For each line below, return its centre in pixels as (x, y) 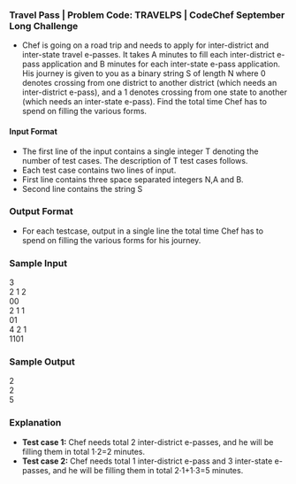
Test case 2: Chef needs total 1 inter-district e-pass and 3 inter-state (147, 461)
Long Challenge (44, 26)
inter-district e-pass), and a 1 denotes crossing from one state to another (154, 92)
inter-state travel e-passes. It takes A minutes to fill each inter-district (148, 55)
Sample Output (42, 362)
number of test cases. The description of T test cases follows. (135, 160)
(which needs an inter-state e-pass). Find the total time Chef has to (144, 102)
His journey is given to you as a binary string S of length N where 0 (144, 73)
